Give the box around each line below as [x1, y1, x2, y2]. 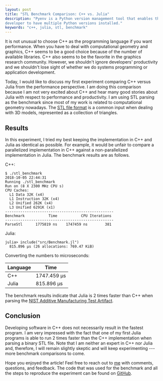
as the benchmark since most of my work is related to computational [5, 99, 142, 105]
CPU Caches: [5, 188, 29, 193]
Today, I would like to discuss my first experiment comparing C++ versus [5, 79, 151, 85]
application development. [5, 69, 56, 75]
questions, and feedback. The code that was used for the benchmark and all [5, 365, 158, 371]
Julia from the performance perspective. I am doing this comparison [5, 84, 142, 90]
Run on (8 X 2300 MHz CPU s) [5, 183, 64, 188]
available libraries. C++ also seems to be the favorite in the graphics [5, 54, 142, 60]
